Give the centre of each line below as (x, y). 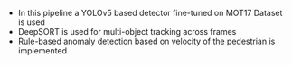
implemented (42, 51)
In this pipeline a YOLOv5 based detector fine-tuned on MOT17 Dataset (150, 13)
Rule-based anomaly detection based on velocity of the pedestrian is (146, 41)
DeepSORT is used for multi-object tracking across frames (127, 32)
